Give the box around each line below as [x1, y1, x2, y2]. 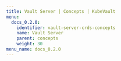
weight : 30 [16, 41, 43, 47]
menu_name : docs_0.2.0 [6, 46, 61, 52]
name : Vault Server [16, 30, 64, 36]
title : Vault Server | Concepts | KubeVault [6, 8, 116, 15]
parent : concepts [16, 35, 59, 41]
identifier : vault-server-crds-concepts [16, 24, 116, 31]
